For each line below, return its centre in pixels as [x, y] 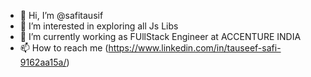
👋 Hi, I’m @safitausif [61, 15]
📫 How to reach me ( [64, 48]
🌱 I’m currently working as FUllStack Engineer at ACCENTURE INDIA [160, 36]
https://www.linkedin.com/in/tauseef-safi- [195, 48]
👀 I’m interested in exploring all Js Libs [99, 26]
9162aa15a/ [43, 62]
